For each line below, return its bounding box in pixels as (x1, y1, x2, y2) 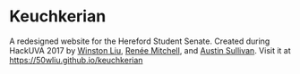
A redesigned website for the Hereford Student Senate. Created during (9, 36, 270, 46)
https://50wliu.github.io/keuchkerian (9, 54, 143, 65)
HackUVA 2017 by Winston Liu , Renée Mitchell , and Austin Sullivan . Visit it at (9, 45, 291, 55)
